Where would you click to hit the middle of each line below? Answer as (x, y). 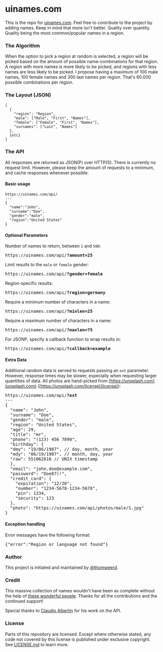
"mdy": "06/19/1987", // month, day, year (62, 454)
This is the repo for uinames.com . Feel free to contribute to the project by (79, 23)
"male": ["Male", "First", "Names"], (52, 118)
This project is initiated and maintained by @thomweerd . (62, 567)
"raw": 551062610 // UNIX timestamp (54, 459)
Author (14, 557)
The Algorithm (23, 46)
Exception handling (25, 524)
